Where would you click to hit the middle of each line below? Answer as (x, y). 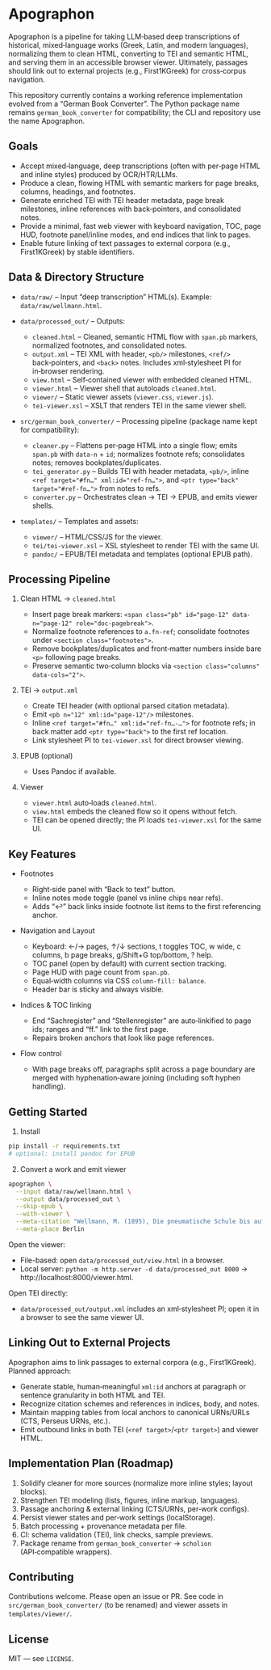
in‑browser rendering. (68, 371)
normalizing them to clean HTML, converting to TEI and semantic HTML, (128, 53)
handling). (49, 1087)
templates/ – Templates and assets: (79, 521)
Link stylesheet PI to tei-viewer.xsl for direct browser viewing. (138, 740)
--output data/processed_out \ (68, 1199)
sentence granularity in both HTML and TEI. (92, 1395)
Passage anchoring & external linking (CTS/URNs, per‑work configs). (135, 1508)
